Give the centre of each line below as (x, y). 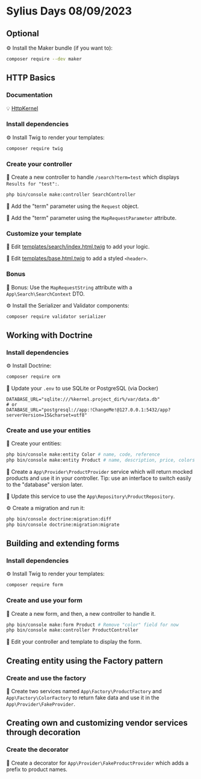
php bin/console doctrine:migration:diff (59, 519)
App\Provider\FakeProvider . (41, 704)
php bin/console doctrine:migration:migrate (63, 525)
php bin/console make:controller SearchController (71, 195)
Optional (23, 34)
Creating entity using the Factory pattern (85, 661)
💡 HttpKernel (22, 108)
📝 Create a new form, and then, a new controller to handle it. (81, 613)
